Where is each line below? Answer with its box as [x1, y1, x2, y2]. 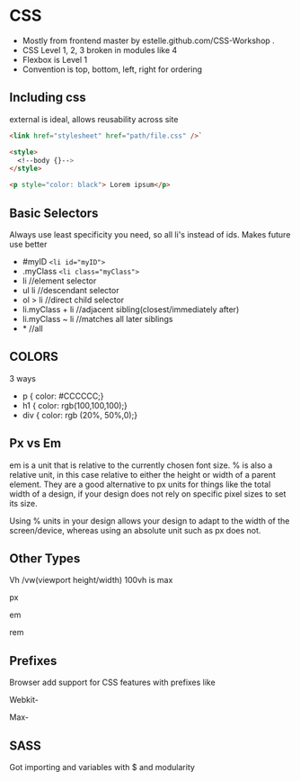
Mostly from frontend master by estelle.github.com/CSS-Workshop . [22, 35, 276, 46]
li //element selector [22, 275, 97, 286]
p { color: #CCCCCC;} [22, 390, 105, 401]
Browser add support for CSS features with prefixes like [9, 677, 216, 688]
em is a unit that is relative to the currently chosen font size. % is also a [9, 460, 273, 471]
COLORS [9, 349, 58, 364]
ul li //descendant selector [22, 284, 119, 295]
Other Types [9, 551, 81, 566]
